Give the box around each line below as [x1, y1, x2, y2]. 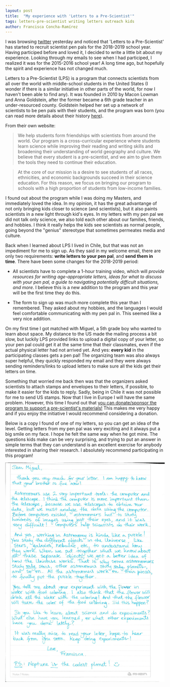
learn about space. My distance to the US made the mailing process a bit [5, 331, 157, 337]
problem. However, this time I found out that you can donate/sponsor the [5, 400, 157, 406]
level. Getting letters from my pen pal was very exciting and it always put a [5, 426, 160, 432]
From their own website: [5, 123, 56, 129]
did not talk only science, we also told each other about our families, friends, [5, 216, 165, 222]
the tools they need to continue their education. [17, 159, 117, 165]
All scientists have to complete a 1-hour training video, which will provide [12, 268, 164, 274]
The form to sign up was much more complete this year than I [12, 300, 141, 306]
